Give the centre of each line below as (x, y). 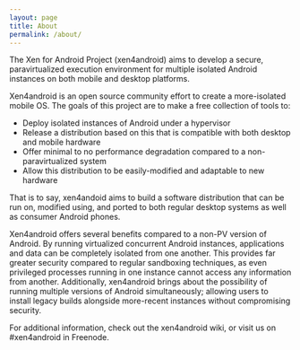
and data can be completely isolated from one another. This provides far (142, 253)
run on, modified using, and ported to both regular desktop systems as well (148, 207)
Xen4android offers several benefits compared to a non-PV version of (138, 234)
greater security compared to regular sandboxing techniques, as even (138, 263)
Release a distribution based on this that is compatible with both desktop (156, 133)
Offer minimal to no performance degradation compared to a (134, 152)
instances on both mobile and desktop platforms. (99, 79)
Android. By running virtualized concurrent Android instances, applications (147, 244)
